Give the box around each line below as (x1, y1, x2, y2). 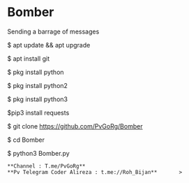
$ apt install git (7, 54, 50, 63)
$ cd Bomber (7, 136, 45, 144)
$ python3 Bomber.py (7, 149, 70, 157)
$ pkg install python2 (7, 81, 68, 89)
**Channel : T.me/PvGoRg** (7, 162, 86, 170)
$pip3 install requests (7, 108, 70, 117)
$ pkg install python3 (7, 95, 68, 103)
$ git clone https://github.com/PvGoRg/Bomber (7, 122, 143, 130)
